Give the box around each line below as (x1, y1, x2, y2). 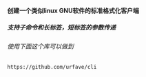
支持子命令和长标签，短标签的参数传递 (7, 23, 116, 32)
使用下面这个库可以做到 (7, 42, 74, 50)
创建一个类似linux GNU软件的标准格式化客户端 (7, 6, 139, 14)
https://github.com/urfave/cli (7, 64, 97, 71)
